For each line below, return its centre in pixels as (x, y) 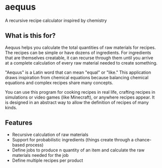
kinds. (11, 107)
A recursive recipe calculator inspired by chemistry (56, 20)
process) (35, 145)
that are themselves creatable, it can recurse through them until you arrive (79, 58)
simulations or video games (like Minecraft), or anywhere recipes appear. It (80, 97)
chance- (143, 139)
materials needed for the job (40, 155)
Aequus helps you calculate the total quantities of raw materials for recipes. (81, 47)
